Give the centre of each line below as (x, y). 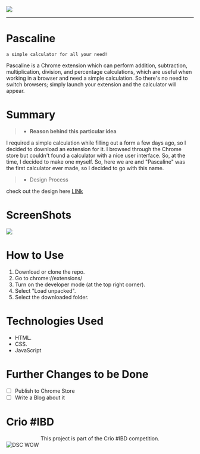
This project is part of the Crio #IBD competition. (100, 438)
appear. (15, 90)
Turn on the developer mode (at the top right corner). (80, 284)
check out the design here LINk (45, 191)
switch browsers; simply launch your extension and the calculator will (91, 84)
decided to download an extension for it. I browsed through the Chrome (94, 149)
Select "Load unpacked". (45, 290)
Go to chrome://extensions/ (49, 278)
